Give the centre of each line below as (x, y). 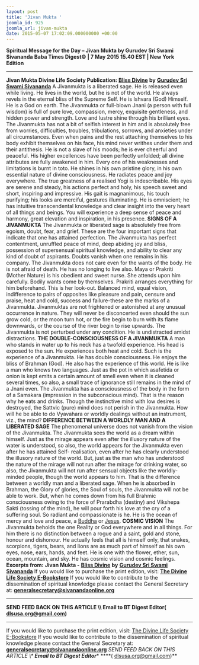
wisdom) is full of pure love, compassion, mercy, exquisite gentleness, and (97, 112)
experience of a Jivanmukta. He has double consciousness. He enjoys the (97, 357)
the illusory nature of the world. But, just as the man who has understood (95, 458)
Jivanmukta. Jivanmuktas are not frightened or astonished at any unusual (96, 307)
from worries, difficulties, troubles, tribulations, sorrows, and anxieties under (99, 130)
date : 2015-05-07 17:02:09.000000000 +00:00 (62, 34)
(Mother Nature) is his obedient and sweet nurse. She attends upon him (93, 276)
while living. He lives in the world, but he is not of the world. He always (92, 93)
